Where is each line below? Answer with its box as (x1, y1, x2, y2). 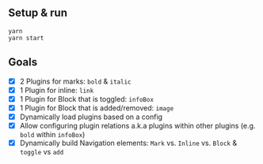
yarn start (8, 34, 44, 42)
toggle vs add (19, 147, 64, 157)
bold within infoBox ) (19, 130, 86, 139)
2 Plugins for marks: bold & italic (19, 76, 131, 86)
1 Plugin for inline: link (19, 85, 94, 95)
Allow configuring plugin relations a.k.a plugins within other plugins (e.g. (19, 121, 256, 130)
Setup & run (8, 6, 68, 20)
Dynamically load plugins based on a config (19, 112, 163, 121)
